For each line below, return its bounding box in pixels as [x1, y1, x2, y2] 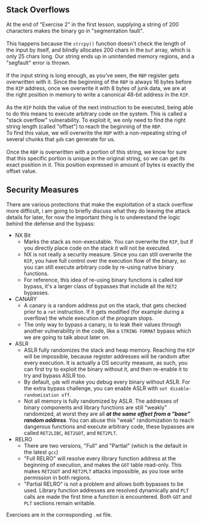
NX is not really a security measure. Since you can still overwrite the [23, 250, 193, 257]
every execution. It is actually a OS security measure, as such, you [23, 359, 188, 366]
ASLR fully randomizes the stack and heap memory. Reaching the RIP [23, 346, 195, 354]
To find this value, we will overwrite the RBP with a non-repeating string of [6, 129, 187, 136]
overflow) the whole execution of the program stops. [23, 315, 154, 322]
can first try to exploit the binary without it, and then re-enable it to [23, 366, 188, 373]
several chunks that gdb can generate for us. [6, 135, 115, 143]
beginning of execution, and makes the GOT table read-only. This [23, 461, 182, 468]
